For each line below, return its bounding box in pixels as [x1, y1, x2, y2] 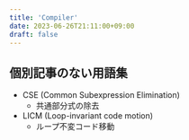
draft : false [9, 30, 58, 39]
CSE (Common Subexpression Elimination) [22, 90, 180, 101]
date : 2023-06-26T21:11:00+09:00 [9, 22, 135, 31]
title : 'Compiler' [9, 13, 78, 22]
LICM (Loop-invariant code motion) [22, 110, 154, 121]
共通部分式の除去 [35, 101, 100, 111]
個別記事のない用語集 [9, 65, 128, 81]
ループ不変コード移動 [35, 121, 115, 132]
